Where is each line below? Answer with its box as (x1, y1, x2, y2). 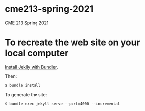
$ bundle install (5, 83, 41, 88)
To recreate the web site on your (5, 37, 140, 48)
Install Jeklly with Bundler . (5, 64, 58, 70)
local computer (5, 48, 69, 59)
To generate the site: (5, 91, 47, 97)
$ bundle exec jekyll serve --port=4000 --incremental (5, 101, 120, 106)
